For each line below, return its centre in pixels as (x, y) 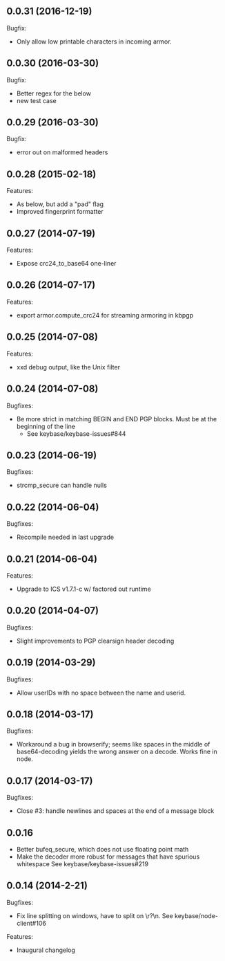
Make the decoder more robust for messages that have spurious (108, 857)
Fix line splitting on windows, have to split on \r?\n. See (95, 915)
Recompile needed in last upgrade (65, 537)
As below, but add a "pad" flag (60, 204)
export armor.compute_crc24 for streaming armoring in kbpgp (105, 315)
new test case (36, 100)
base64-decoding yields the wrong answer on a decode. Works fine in (117, 752)
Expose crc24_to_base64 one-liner (66, 264)
